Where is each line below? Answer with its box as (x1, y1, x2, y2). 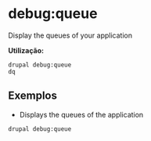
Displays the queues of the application (19, 110, 144, 119)
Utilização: (8, 45, 45, 55)
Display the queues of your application (8, 31, 133, 40)
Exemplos (8, 89, 57, 103)
